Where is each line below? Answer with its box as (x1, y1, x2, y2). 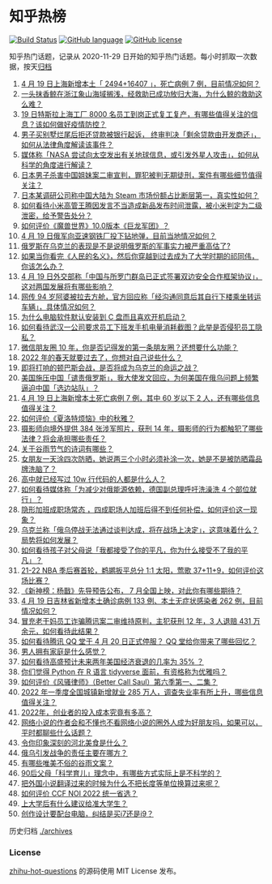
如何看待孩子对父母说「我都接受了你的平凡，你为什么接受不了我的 (20, 545, 241, 555)
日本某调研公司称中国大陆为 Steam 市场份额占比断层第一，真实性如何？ (20, 190, 260, 200)
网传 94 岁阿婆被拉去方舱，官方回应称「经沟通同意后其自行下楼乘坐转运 (20, 291, 261, 301)
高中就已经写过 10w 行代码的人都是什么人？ (20, 474, 167, 483)
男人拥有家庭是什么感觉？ (20, 646, 107, 656)
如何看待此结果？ (42, 626, 100, 636)
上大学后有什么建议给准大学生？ (20, 798, 128, 808)
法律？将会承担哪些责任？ (20, 433, 107, 443)
